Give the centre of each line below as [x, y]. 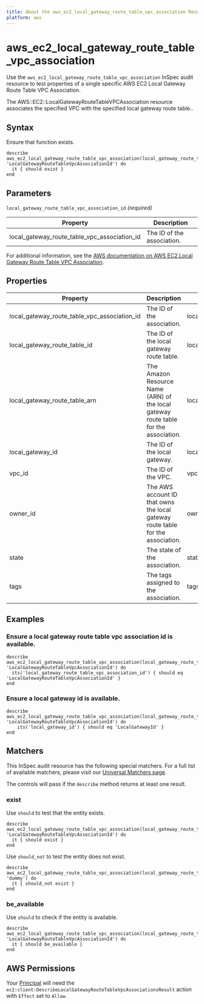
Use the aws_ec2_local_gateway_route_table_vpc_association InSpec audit [100, 77]
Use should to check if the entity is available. [62, 917]
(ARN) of [159, 397]
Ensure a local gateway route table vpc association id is [90, 637]
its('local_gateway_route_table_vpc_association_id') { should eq [97, 673]
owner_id [22, 513]
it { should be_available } [47, 944]
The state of [164, 550]
